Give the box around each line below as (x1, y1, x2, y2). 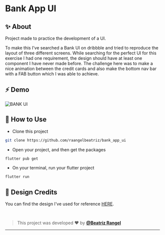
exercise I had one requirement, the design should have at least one (5, 55, 142, 61)
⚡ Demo (5, 86, 29, 94)
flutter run (5, 174, 29, 179)
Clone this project (12, 128, 48, 134)
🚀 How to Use (5, 116, 47, 124)
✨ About (5, 23, 31, 31)
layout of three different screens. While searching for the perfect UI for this (5, 50, 157, 56)
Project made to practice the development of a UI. (5, 35, 107, 41)
